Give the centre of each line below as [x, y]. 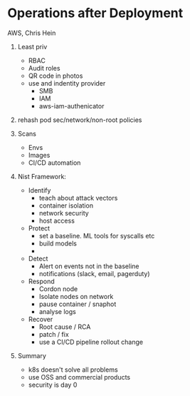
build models [58, 243]
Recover [41, 319]
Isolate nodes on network [76, 296]
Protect [39, 228]
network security [64, 213]
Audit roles [44, 68]
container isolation [66, 205]
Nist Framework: [42, 176]
